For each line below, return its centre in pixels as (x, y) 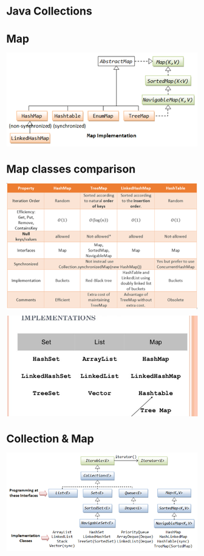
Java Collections (49, 11)
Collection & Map (50, 439)
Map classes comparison (71, 169)
